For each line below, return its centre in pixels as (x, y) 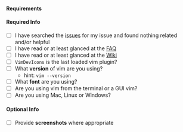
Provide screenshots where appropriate (64, 122)
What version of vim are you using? (59, 69)
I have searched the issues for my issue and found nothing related (96, 35)
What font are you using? (46, 82)
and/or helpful (32, 42)
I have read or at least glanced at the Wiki (66, 55)
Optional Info (23, 109)
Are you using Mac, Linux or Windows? (63, 95)
